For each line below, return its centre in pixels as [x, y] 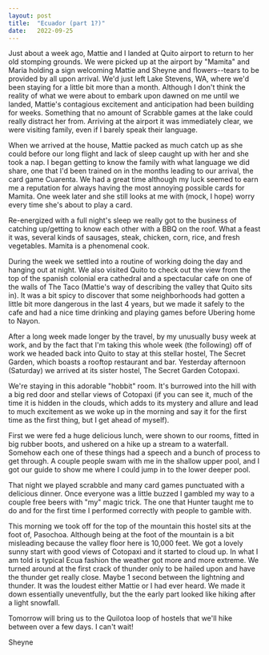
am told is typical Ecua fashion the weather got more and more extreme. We [133, 561]
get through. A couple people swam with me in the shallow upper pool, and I [134, 461]
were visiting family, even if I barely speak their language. [103, 130]
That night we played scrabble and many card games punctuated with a [126, 485]
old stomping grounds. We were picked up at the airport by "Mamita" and [129, 62]
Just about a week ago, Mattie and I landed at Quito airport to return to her [131, 54]
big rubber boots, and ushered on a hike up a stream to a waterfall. [118, 444]
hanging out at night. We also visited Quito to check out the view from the [129, 270]
